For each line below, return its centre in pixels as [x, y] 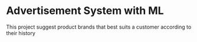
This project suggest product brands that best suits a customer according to [99, 27]
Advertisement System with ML [85, 11]
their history [21, 33]
